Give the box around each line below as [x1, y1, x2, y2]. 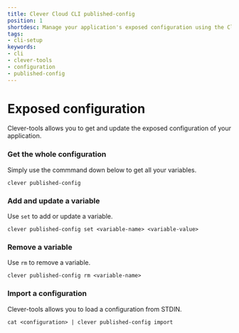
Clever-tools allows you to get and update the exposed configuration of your [7, 124, 231, 132]
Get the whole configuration [7, 149, 107, 159]
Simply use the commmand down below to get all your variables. [7, 165, 197, 174]
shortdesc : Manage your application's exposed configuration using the [7, 23, 224, 31]
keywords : [7, 43, 37, 51]
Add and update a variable [7, 196, 100, 206]
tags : [7, 30, 23, 38]
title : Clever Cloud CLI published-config [7, 10, 135, 18]
